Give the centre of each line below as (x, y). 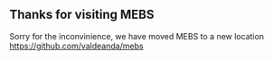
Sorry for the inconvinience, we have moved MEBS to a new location (137, 36)
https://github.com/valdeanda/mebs (76, 46)
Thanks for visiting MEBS (82, 15)
